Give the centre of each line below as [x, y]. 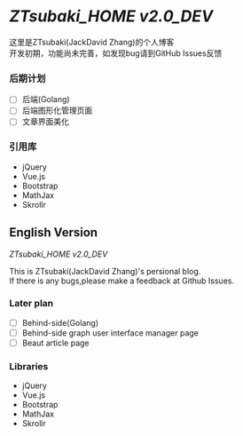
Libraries [29, 366]
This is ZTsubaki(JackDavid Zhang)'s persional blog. [105, 271]
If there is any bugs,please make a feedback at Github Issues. [122, 281]
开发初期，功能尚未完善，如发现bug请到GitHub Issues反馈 [116, 53]
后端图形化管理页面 [57, 111]
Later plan [31, 304]
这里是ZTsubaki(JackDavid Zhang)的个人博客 [92, 42]
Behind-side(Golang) [60, 322]
